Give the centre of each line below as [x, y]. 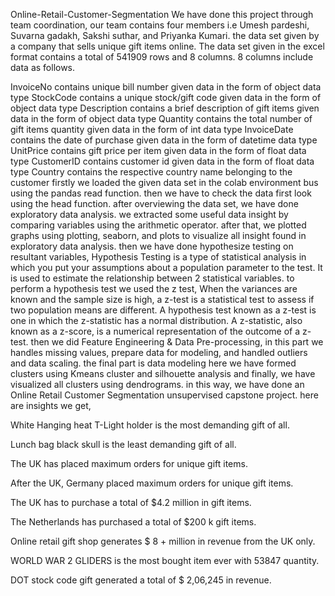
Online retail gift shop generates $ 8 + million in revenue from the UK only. [163, 541]
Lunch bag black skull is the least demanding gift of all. [123, 444]
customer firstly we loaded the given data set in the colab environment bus [164, 182]
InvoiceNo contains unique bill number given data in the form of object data [166, 87]
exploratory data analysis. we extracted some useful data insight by [149, 214]
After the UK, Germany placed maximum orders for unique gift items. [152, 483]
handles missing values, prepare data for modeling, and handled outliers [159, 352]
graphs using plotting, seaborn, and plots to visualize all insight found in [158, 235]
